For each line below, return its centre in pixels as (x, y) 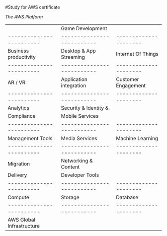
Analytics (19, 108)
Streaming (73, 57)
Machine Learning (137, 138)
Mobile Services (80, 116)
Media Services (79, 138)
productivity (22, 57)
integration (74, 85)
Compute (18, 197)
